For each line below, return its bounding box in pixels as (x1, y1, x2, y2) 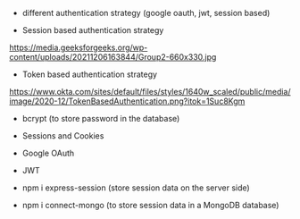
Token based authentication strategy (21, 69, 158, 80)
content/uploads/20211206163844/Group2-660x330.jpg (9, 52, 217, 62)
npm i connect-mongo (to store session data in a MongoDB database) (21, 200, 279, 210)
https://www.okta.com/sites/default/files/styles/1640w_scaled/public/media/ (9, 87, 292, 97)
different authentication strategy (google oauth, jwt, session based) (21, 8, 271, 18)
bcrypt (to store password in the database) (21, 114, 180, 123)
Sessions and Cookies (21, 131, 104, 141)
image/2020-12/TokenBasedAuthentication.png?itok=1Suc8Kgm (9, 96, 246, 106)
